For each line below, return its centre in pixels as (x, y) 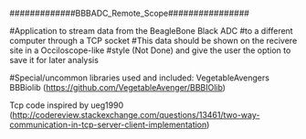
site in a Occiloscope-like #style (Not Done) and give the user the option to (150, 50)
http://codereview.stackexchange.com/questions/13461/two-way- (136, 115)
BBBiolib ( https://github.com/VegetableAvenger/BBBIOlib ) (118, 87)
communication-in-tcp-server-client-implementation (108, 124)
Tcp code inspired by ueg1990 (67, 105)
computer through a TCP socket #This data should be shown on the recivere (153, 41)
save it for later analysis (54, 60)
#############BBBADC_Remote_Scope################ (129, 13)
